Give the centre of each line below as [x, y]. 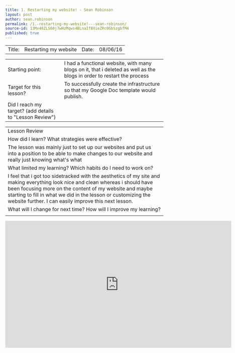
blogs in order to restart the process [106, 76]
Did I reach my [25, 105]
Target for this [24, 87]
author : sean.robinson [29, 19]
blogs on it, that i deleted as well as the [110, 69]
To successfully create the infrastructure [112, 84]
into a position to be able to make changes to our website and [80, 153]
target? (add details [31, 111]
